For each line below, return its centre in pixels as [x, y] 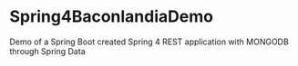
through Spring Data [47, 51]
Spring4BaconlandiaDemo [112, 17]
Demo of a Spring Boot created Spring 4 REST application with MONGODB [149, 42]
